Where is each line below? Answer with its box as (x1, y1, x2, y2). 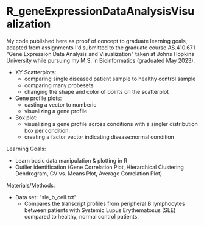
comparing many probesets (24, 81, 94, 89)
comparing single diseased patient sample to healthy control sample (24, 75, 196, 82)
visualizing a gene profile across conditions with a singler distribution (24, 120, 198, 127)
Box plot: (15, 114, 38, 121)
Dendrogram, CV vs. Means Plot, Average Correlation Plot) (15, 169, 163, 177)
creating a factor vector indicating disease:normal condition (24, 133, 175, 141)
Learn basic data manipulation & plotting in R (15, 157, 128, 164)
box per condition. (24, 127, 71, 134)
